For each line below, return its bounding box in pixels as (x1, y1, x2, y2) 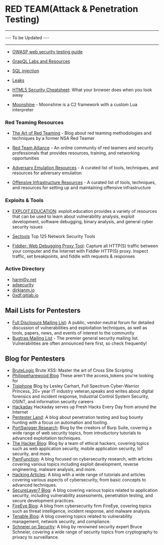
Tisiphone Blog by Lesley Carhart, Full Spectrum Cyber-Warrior (12, 383, 140, 389)
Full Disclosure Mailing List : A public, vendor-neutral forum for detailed (12, 319, 155, 325)
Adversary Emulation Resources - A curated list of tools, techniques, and (12, 165, 159, 171)
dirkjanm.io (12, 287, 35, 293)
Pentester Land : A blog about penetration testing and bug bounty (12, 415, 143, 420)
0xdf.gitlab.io (12, 292, 39, 298)
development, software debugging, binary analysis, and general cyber (12, 218, 154, 224)
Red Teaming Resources (5, 119, 64, 126)
